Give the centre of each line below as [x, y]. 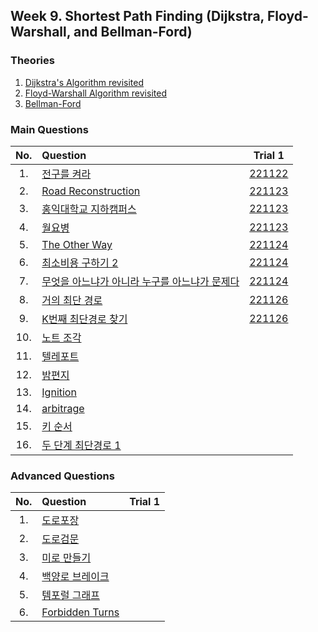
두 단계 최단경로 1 [81, 445]
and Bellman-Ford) [133, 32]
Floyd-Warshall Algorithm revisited [95, 93]
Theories [32, 61]
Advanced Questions [62, 476]
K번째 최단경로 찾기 [84, 319]
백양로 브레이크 [75, 577]
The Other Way [77, 244]
